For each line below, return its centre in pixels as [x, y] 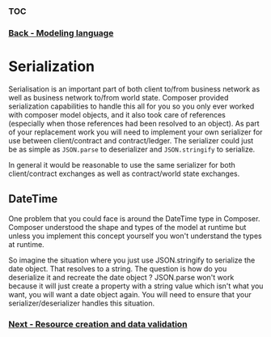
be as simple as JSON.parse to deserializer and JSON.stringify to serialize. [132, 149]
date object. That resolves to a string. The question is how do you [118, 268]
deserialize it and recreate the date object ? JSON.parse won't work [121, 277]
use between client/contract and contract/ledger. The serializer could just [131, 140]
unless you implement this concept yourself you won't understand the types [135, 236]
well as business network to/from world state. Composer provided [119, 97]
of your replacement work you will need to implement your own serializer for [135, 132]
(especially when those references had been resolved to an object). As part [134, 123]
